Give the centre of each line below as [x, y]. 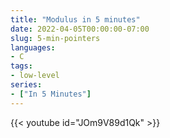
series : [26, 85]
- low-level [35, 76]
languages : [33, 47]
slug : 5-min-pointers [55, 38]
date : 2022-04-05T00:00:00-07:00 [80, 29]
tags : [21, 66]
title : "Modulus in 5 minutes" [75, 19]
